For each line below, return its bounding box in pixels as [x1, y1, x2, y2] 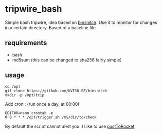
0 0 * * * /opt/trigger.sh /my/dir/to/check [5, 115, 97, 120]
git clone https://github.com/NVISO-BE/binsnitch [5, 88, 108, 93]
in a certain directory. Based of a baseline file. [5, 24, 97, 30]
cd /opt [5, 84, 21, 89]
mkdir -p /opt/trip [5, 93, 45, 97]
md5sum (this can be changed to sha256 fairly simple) [12, 57, 122, 63]
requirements [5, 39, 47, 47]
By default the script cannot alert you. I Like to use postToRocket [5, 123, 135, 129]
